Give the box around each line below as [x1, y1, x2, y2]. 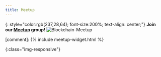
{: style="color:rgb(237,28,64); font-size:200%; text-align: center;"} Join [5, 21, 156, 27]
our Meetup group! [5, 26, 46, 33]
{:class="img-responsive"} [5, 46, 61, 52]
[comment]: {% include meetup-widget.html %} [5, 36, 104, 42]
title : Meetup [5, 7, 35, 13]
